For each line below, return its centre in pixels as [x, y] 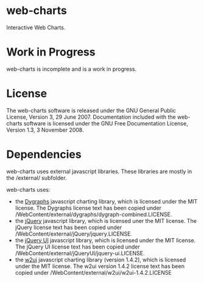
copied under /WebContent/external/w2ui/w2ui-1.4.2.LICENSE [93, 272]
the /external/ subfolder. [37, 178]
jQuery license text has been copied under [69, 227]
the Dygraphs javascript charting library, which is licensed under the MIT [106, 201]
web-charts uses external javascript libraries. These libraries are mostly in [99, 171]
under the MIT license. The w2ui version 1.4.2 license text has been [100, 266]
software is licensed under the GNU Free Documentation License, [106, 123]
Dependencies [44, 154]
